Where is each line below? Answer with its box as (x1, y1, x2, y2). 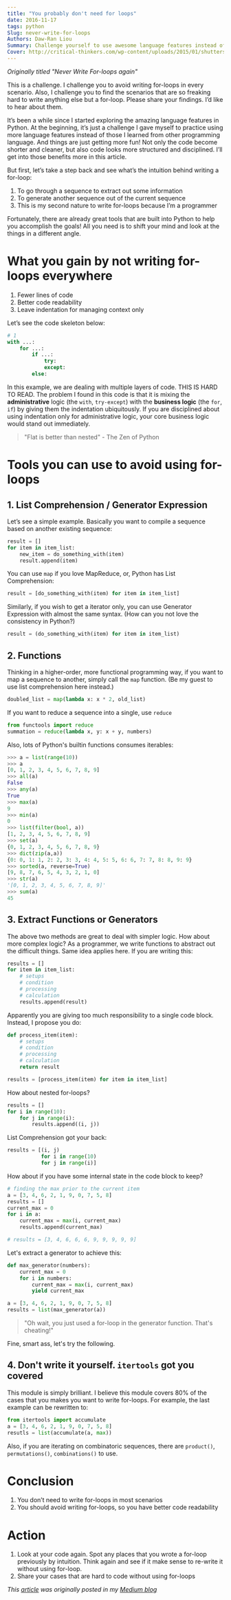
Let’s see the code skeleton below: (7, 318, 105, 327)
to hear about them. (7, 103, 63, 111)
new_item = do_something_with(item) (19, 550, 125, 558)
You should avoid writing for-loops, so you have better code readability (16, 1503, 219, 1512)
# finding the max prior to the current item (7, 1185, 140, 1192)
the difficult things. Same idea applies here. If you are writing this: (7, 946, 193, 955)
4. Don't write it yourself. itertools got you (7, 1360, 195, 1371)
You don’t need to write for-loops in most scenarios (16, 1496, 163, 1504)
